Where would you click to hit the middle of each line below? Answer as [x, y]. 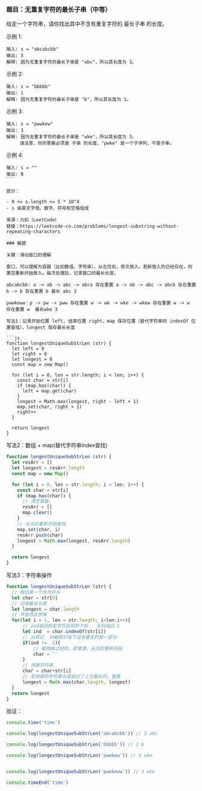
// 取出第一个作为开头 [36, 592]
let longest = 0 [32, 360]
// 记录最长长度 [29, 603]
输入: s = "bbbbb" [28, 87]
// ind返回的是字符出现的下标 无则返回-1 [71, 626]
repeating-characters [33, 232]
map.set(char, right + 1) [50, 407]
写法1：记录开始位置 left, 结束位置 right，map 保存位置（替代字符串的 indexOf [97, 321]
